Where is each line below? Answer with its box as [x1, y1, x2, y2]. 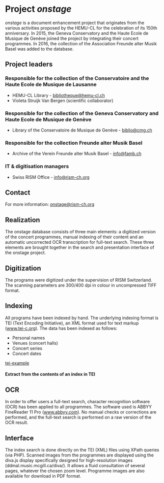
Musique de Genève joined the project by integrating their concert [5, 35, 139, 41]
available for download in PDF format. [5, 473, 82, 479]
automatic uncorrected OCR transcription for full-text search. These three [5, 239, 154, 245]
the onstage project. [5, 250, 46, 256]
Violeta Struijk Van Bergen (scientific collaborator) [12, 97, 114, 103]
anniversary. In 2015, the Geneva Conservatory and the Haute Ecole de [5, 30, 149, 36]
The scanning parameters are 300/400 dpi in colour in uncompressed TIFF [5, 282, 157, 288]
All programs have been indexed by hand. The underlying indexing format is [5, 315, 159, 321]
